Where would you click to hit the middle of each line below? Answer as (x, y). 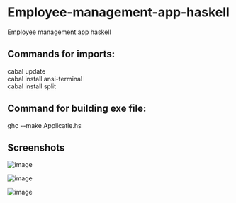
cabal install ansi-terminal (45, 79)
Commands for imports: (61, 54)
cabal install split (32, 86)
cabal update (27, 71)
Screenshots (36, 147)
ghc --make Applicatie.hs (44, 125)
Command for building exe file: (77, 109)
